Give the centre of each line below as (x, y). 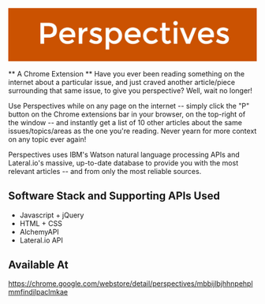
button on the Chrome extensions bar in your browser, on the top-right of (127, 114)
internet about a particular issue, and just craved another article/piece (121, 82)
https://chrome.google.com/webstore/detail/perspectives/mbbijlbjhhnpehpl (131, 284)
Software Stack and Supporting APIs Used (114, 196)
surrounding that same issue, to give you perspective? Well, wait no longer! (130, 91)
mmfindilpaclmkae (38, 292)
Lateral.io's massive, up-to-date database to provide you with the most (123, 163)
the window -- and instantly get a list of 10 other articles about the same (125, 122)
